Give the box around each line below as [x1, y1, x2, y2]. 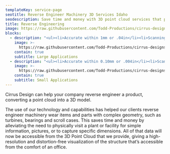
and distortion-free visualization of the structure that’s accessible [27, 138, 163, 144]
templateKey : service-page [5, 7, 62, 13]
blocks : [5, 31, 22, 36]
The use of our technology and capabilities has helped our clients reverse [5, 106, 159, 112]
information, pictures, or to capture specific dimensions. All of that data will [5, 128, 162, 134]
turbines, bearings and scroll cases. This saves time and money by [5, 117, 144, 123]
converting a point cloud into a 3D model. [5, 97, 92, 103]
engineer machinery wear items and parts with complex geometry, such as [5, 112, 161, 118]
